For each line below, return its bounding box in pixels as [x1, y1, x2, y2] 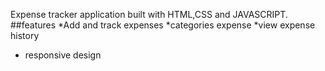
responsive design [24, 49, 102, 61]
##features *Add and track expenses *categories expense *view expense [10, 19, 316, 31]
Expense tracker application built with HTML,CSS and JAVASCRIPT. [10, 9, 288, 20]
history [10, 30, 40, 41]
